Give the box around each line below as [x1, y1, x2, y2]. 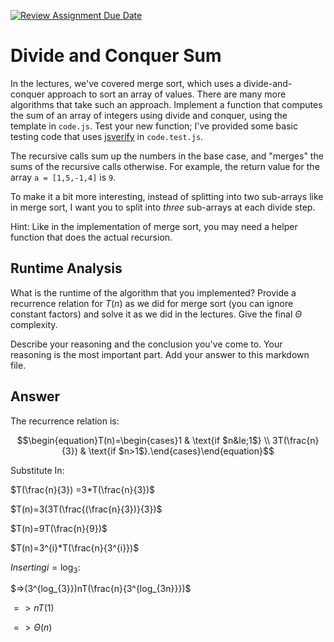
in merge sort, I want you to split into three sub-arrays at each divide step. [10, 201, 316, 213]
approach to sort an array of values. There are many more [46, 88, 287, 100]
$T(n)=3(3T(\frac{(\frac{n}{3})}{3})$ [10, 503, 163, 515]
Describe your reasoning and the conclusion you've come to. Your [10, 338, 283, 350]
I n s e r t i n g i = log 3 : [10, 561, 81, 575]
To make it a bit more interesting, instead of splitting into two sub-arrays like [10, 190, 324, 202]
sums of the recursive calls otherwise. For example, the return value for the [10, 160, 320, 172]
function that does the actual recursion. [10, 231, 173, 243]
